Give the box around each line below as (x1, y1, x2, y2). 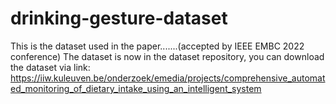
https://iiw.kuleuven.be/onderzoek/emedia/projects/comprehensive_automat (10, 72, 326, 84)
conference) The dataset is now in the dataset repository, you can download (10, 50, 325, 62)
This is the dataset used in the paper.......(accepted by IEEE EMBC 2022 (10, 40, 305, 52)
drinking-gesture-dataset (10, 7, 228, 30)
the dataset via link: (10, 61, 91, 73)
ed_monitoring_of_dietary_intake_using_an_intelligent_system (10, 82, 262, 94)
